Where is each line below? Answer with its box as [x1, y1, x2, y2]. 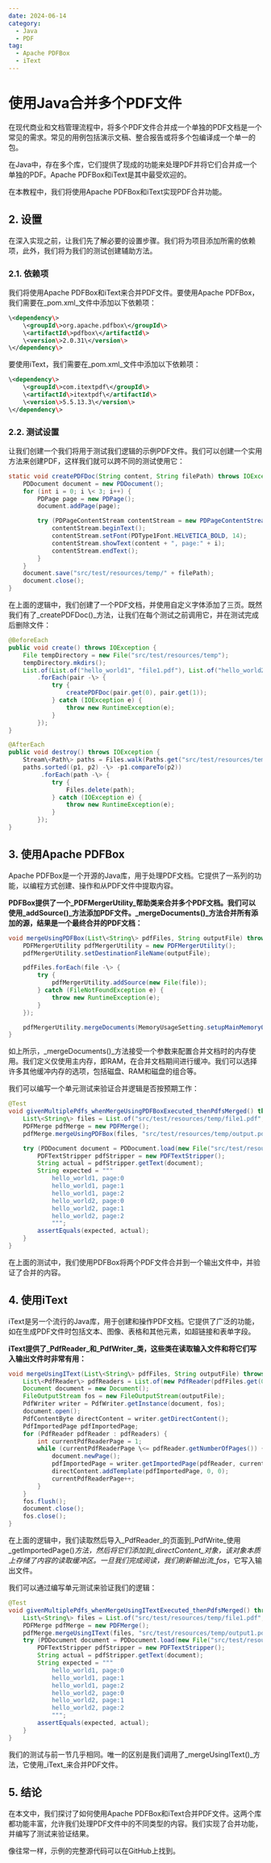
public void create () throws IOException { [8, 643, 157, 652]
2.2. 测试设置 [8, 426, 60, 437]
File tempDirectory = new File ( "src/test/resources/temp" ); [23, 651, 229, 659]
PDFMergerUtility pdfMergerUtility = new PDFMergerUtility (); [23, 942, 236, 950]
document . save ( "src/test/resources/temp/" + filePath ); [23, 570, 215, 578]
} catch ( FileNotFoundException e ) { [37, 986, 164, 995]
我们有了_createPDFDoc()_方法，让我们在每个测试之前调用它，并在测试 [8, 610, 245, 620]
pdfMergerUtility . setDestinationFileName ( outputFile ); [23, 949, 211, 957]
